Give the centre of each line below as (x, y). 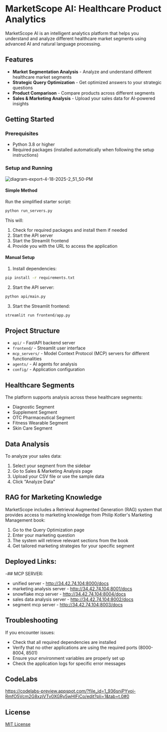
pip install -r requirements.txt (40, 278)
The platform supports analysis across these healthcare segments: (74, 397)
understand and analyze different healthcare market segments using (76, 39)
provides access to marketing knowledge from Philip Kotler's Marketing (79, 515)
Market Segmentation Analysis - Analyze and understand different (82, 72)
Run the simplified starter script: (38, 201)
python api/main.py (25, 296)
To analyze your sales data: (33, 456)
